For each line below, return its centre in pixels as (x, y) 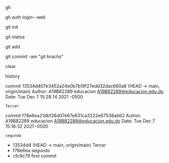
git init (12, 27)
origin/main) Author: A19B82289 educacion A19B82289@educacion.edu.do (84, 91)
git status (15, 37)
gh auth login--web (25, 17)
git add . (14, 47)
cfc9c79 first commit (35, 156)
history (13, 76)
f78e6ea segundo (31, 150)
